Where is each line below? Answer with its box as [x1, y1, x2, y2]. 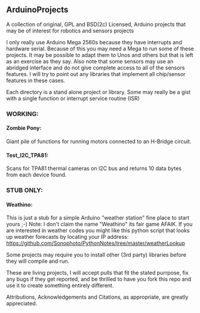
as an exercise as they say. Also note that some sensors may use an [6, 57, 174, 65]
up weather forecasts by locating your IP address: [6, 233, 129, 241]
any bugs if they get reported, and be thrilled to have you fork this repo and [6, 275, 192, 283]
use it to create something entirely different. [6, 282, 114, 289]
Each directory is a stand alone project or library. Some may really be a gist [6, 88, 191, 95]
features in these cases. [6, 77, 66, 84]
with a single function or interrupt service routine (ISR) [6, 95, 140, 102]
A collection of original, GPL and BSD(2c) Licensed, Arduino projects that [6, 20, 186, 28]
